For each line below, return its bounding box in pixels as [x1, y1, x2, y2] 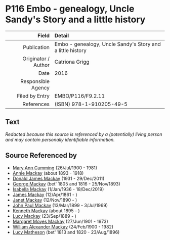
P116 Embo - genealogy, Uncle [5, 3, 135, 15]
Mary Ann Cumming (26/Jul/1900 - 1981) [12, 165, 98, 171]
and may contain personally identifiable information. [5, 136, 115, 142]
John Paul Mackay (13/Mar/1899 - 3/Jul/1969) [12, 202, 108, 208]
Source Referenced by [5, 151, 77, 160]
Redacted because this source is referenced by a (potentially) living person [5, 131, 163, 137]
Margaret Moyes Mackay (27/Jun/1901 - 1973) [12, 218, 109, 224]
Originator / [22, 55, 50, 62]
